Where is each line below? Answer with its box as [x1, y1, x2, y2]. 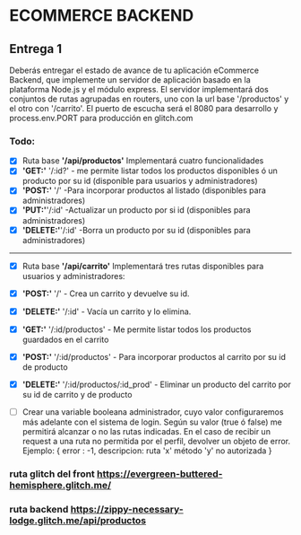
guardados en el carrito [21, 334, 109, 345]
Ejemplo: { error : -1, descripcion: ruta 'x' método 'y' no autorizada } [21, 445, 272, 456]
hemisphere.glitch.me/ [9, 478, 112, 491]
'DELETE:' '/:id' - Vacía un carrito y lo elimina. [21, 306, 192, 317]
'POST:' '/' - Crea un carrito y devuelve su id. [21, 288, 190, 299]
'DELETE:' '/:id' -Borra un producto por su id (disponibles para [21, 224, 251, 235]
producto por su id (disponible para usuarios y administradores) [21, 176, 258, 187]
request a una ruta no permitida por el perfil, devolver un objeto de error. [21, 436, 291, 447]
